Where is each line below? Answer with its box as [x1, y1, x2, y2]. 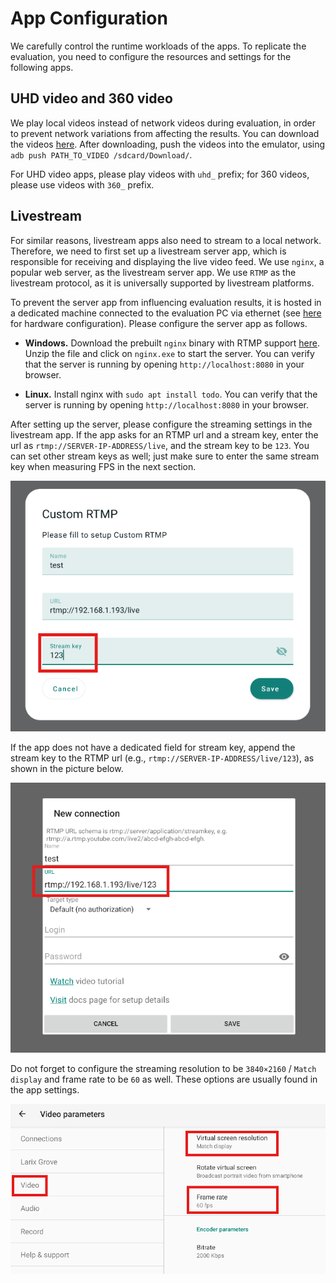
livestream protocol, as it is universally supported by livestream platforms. [10, 277, 315, 289]
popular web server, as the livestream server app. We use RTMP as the [10, 266, 297, 278]
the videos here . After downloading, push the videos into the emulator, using [10, 138, 326, 150]
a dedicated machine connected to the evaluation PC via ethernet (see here [10, 307, 322, 319]
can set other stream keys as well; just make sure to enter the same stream [10, 450, 320, 462]
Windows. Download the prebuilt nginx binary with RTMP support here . [24, 337, 321, 349]
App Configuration [10, 7, 168, 30]
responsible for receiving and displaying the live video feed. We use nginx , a [10, 255, 325, 267]
